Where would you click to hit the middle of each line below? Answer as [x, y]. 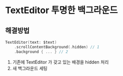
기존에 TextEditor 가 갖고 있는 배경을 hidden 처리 [60, 62]
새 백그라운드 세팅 [30, 68]
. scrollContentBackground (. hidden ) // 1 [57, 47]
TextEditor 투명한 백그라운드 [61, 10]
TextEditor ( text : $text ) [31, 42]
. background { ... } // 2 [41, 52]
